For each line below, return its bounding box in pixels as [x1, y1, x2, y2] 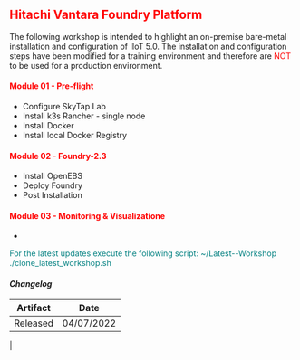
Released [14, 317, 54, 329]
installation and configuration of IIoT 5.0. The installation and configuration [9, 41, 287, 52]
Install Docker [22, 120, 74, 131]
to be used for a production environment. [9, 60, 163, 71]
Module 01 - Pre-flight [9, 81, 94, 91]
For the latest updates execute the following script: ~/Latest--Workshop [9, 248, 277, 259]
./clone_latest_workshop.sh [9, 258, 111, 269]
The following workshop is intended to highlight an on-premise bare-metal [9, 31, 287, 42]
